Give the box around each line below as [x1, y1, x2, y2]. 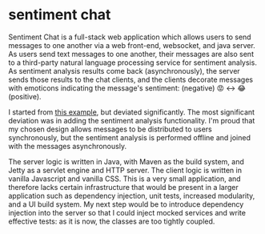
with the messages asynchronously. [8, 141, 126, 151]
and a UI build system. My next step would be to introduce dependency [8, 199, 244, 209]
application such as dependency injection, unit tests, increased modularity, [8, 191, 255, 200]
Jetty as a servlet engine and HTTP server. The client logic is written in [8, 165, 243, 175]
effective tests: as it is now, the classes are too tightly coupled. [8, 216, 215, 226]
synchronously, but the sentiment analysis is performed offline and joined [8, 132, 251, 142]
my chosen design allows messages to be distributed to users [8, 124, 212, 134]
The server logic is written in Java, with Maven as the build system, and [8, 156, 244, 166]
